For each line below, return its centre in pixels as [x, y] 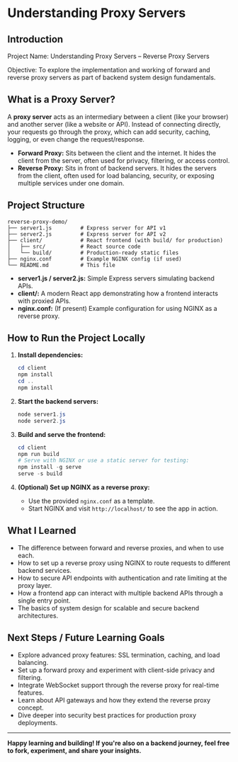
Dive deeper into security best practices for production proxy [107, 715]
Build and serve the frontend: [62, 434]
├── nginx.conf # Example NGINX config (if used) [95, 259]
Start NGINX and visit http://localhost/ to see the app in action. [123, 508]
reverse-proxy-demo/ [38, 222]
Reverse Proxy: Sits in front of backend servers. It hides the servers [117, 168]
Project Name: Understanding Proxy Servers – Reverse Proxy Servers [109, 56]
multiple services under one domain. [71, 183]
